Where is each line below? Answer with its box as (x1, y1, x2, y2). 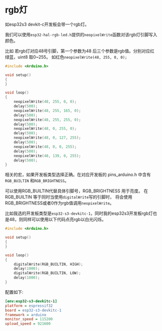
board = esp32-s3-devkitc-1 (5, 308, 62, 313)
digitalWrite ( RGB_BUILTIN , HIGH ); (14, 262, 83, 267)
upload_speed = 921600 (5, 321, 51, 326)
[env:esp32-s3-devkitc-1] (5, 299, 57, 303)
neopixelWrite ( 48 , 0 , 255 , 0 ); (14, 126, 77, 131)
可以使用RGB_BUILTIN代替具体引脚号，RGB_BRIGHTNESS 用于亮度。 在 (5, 188, 148, 194)
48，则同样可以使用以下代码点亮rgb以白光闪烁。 (9, 217, 106, 222)
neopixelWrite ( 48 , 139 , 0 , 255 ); (14, 153, 81, 158)
